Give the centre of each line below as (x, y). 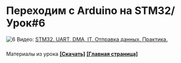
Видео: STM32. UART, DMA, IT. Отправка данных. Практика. (92, 39)
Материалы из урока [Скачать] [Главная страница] (72, 54)
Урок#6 (26, 23)
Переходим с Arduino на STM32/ (90, 11)
